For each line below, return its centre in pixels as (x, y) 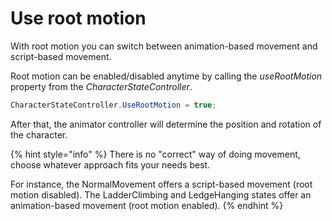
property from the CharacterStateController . (101, 86)
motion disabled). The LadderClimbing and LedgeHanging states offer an (161, 194)
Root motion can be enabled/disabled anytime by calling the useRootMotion (166, 76)
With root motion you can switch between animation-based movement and (164, 46)
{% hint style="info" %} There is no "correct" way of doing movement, (155, 154)
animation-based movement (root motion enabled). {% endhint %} (147, 205)
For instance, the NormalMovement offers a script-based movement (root (161, 184)
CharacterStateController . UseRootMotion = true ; (113, 105)
